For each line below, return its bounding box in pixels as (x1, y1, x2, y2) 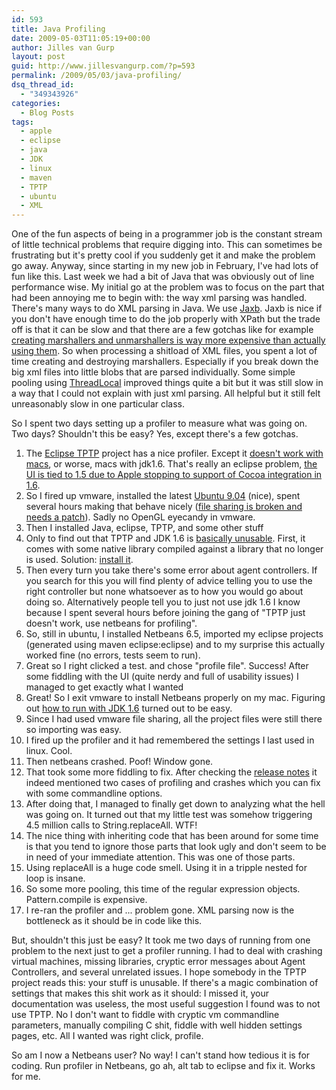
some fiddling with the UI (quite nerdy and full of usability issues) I (25, 671, 299, 683)
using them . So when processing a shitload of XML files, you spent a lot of (11, 345, 318, 357)
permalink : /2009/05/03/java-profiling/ (11, 71, 183, 81)
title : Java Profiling (11, 24, 106, 34)
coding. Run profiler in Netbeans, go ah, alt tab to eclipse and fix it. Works (11, 1060, 316, 1072)
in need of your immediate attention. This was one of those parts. (25, 851, 296, 863)
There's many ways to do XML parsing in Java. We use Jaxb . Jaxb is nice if (11, 302, 323, 315)
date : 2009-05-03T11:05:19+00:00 (11, 33, 151, 43)
